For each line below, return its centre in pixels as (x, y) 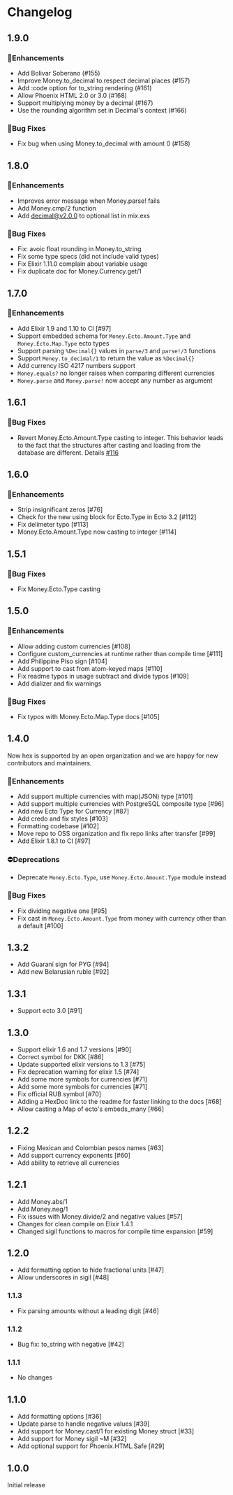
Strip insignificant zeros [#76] (60, 510)
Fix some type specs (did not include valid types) (88, 257)
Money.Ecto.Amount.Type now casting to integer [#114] (97, 532)
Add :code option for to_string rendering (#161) (84, 87)
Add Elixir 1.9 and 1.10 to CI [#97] (64, 328)
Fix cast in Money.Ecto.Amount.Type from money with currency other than (122, 918)
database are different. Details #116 (68, 453)
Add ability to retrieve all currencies (68, 1163)
